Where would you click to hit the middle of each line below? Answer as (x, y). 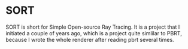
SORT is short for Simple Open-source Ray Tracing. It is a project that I (93, 27)
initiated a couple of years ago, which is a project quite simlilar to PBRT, (94, 33)
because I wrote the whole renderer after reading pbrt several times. (90, 39)
